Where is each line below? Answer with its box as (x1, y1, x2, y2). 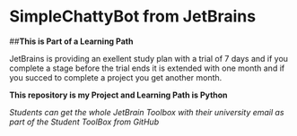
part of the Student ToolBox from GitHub (9, 116, 160, 127)
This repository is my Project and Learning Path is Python (9, 89, 228, 100)
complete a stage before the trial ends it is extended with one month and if (9, 63, 285, 73)
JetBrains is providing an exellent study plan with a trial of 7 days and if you (9, 53, 289, 64)
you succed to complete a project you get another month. (9, 72, 223, 82)
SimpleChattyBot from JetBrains (9, 6, 257, 27)
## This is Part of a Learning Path (9, 36, 134, 47)
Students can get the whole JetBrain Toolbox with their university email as (9, 106, 284, 117)
